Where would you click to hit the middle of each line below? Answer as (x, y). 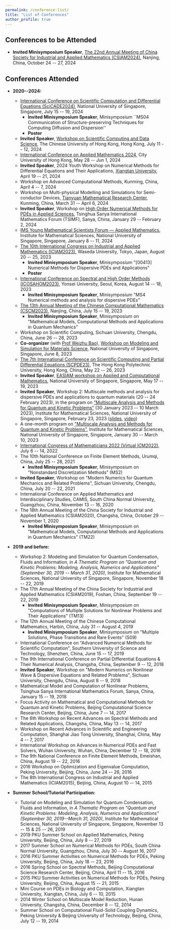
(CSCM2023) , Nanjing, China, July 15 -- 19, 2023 (71, 311)
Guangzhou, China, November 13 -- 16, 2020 (67, 505)
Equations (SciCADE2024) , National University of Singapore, (83, 106)
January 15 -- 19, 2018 (43, 697)
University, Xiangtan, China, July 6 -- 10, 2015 (68, 894)
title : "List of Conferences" (37, 15)
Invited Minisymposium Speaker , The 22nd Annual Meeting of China (85, 52)
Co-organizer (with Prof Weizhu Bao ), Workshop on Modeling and (89, 343)
